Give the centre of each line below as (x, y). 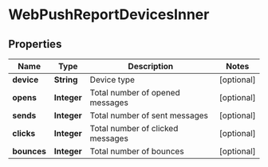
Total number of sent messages (149, 115)
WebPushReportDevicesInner (109, 15)
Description (151, 66)
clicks (24, 133)
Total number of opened (135, 93)
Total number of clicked (134, 128)
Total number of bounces (137, 151)
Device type (112, 80)
